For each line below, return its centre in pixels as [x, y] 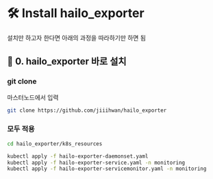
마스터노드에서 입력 [33, 97]
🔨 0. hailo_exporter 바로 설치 [67, 61]
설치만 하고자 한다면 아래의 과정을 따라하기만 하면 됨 [76, 38]
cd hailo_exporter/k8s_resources [55, 144]
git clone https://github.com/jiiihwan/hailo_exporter [87, 110]
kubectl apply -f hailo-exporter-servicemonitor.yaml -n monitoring [107, 169]
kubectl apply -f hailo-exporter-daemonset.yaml [78, 156]
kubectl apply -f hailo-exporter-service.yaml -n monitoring [96, 163]
